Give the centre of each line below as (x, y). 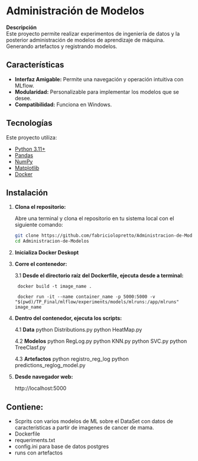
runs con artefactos (39, 453)
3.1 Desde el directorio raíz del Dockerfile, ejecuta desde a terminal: (99, 276)
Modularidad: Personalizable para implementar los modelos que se (97, 92)
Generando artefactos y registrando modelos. (62, 46)
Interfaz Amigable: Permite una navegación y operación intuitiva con (99, 79)
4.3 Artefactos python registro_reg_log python (72, 359)
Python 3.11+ (30, 149)
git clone (27, 236)
